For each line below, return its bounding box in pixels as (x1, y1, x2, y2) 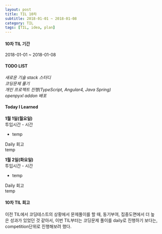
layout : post (5, 7, 32, 12)
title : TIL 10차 (5, 12, 37, 17)
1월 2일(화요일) (5, 156, 34, 163)
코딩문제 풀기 (5, 81, 30, 86)
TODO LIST (5, 63, 28, 68)
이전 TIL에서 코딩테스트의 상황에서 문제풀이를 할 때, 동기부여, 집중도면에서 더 (5, 211, 150, 217)
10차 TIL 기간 (5, 41, 30, 47)
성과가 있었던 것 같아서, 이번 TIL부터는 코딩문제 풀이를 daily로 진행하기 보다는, (10, 217, 158, 223)
